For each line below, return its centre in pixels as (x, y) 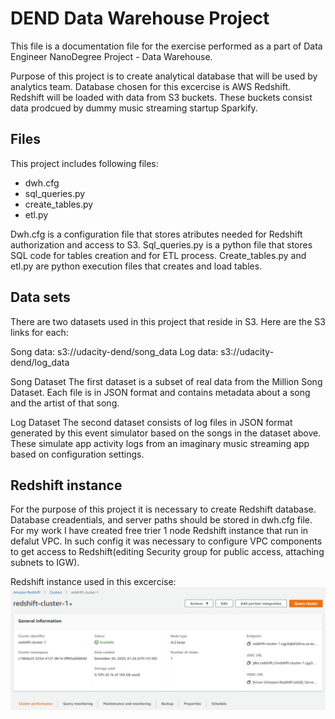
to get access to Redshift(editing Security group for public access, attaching (167, 552)
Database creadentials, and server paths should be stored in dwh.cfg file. (161, 520)
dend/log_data (40, 362)
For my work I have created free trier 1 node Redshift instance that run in (159, 531)
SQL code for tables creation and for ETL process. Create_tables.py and (158, 255)
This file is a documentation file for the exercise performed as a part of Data (166, 46)
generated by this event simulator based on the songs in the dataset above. (166, 433)
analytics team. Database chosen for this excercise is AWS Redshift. (151, 86)
